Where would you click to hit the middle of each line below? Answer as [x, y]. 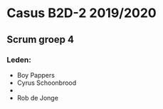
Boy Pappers [36, 75]
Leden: [19, 60]
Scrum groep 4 [40, 40]
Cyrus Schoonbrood [47, 83]
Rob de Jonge [37, 98]
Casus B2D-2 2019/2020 [82, 13]
